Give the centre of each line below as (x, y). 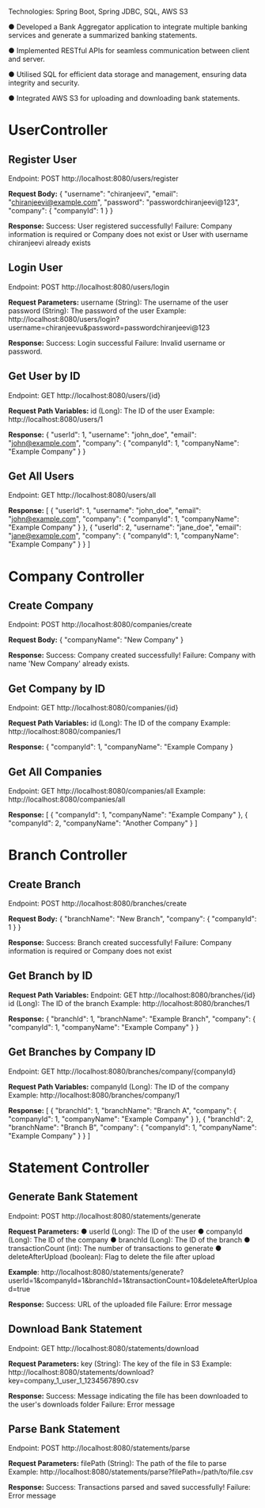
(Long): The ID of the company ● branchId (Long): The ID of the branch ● (129, 1239)
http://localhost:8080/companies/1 (64, 732)
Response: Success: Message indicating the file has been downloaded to (128, 1395)
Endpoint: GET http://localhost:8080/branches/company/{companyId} (122, 1071)
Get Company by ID (57, 689)
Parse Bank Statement (64, 1429)
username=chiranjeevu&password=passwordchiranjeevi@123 (109, 327)
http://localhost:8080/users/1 (56, 419)
